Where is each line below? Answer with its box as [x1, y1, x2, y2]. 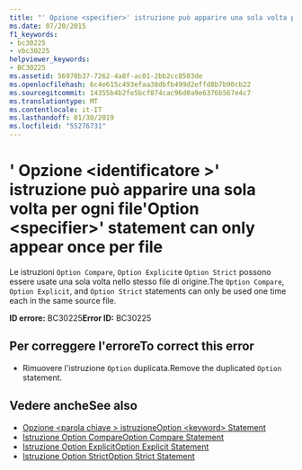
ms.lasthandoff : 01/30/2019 [9, 113, 115, 122]
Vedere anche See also [9, 398, 138, 413]
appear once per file [9, 237, 164, 257]
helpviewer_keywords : [9, 55, 91, 64]
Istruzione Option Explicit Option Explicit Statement [22, 441, 209, 452]
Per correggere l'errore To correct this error [9, 339, 254, 354]
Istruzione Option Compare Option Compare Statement [22, 431, 225, 442]
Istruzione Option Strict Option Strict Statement [22, 450, 195, 461]
